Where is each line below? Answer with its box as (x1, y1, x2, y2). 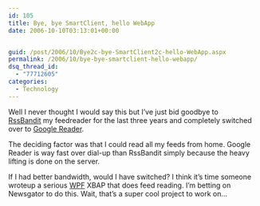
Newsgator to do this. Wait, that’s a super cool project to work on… (8, 188, 228, 198)
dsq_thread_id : (8, 63, 59, 71)
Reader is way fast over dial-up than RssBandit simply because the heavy (8, 148, 250, 157)
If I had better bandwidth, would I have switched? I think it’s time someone (8, 172, 252, 181)
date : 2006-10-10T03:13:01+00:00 (8, 26, 120, 34)
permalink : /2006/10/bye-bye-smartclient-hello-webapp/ (8, 55, 198, 64)
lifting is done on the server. (8, 156, 100, 166)
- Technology (15, 85, 59, 93)
